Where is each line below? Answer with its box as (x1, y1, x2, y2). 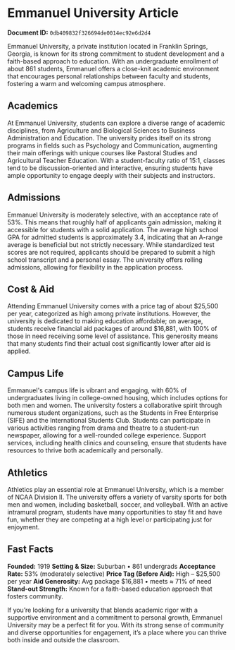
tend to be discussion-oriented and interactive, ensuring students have (7, 164, 213, 172)
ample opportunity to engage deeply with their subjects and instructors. (7, 171, 216, 179)
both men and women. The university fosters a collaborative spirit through (7, 401, 222, 410)
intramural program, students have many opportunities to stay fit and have (7, 508, 223, 516)
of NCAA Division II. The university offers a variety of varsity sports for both (7, 493, 227, 501)
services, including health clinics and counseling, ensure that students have (7, 439, 227, 447)
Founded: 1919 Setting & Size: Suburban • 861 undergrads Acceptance (7, 562, 216, 570)
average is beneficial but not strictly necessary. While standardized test (7, 240, 215, 248)
